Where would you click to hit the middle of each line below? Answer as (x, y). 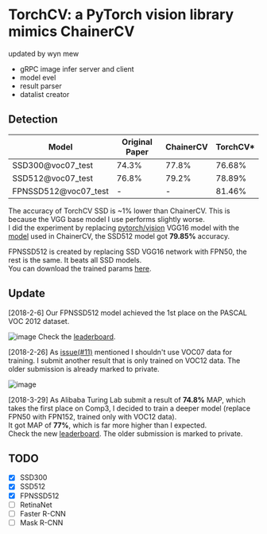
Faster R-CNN (43, 513)
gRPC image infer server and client (77, 68)
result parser (41, 86)
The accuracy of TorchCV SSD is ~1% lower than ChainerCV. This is (119, 210)
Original (137, 142)
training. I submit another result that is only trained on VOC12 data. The (124, 361)
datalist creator (44, 94)
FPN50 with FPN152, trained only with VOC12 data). (93, 416)
